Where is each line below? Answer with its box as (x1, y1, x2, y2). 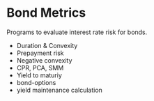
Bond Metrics (6, 5, 86, 21)
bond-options (16, 78, 56, 86)
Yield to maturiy (16, 71, 62, 79)
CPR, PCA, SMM (16, 63, 64, 72)
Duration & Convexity (16, 41, 78, 49)
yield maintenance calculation (16, 86, 102, 94)
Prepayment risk (16, 49, 64, 57)
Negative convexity (16, 56, 72, 64)
